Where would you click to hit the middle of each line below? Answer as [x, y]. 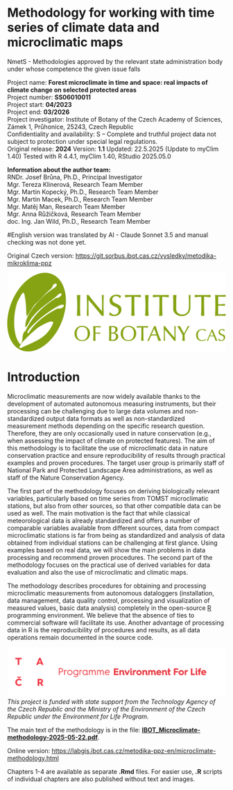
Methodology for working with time [111, 13]
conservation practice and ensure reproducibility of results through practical [116, 455]
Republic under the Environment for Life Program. [78, 716]
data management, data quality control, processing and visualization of [109, 600]
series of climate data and [83, 27]
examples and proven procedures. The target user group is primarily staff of [116, 463]
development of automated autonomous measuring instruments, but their [112, 404]
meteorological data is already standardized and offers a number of [103, 520]
